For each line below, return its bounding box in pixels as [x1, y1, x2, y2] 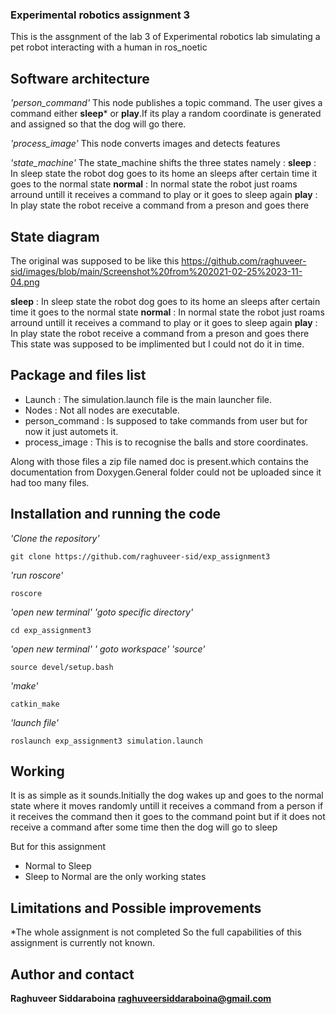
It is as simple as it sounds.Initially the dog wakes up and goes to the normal [10, 789, 324, 802]
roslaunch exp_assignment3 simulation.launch [10, 736, 203, 746]
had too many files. [10, 476, 90, 488]
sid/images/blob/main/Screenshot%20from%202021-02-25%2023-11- [10, 265, 303, 277]
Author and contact [10, 966, 135, 983]
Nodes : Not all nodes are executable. [24, 404, 180, 416]
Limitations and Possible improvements [10, 899, 262, 917]
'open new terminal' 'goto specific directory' [10, 606, 194, 618]
